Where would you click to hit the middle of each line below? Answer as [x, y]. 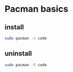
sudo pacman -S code [26, 38]
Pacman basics [36, 9]
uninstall [18, 54]
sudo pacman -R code [26, 65]
